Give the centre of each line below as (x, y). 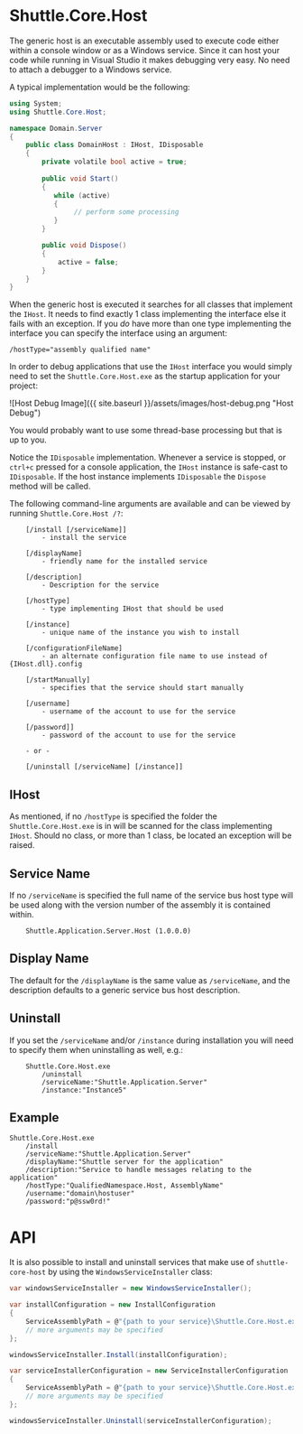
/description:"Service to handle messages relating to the (139, 1170)
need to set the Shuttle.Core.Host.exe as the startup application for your (145, 377)
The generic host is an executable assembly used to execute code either (144, 41)
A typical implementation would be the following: (100, 87)
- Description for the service (101, 585)
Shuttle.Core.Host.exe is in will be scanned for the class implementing (141, 826)
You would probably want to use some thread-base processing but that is (146, 431)
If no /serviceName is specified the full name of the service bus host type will (151, 895)
